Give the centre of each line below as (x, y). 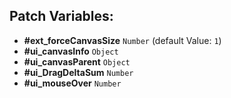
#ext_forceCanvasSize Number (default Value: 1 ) (122, 40)
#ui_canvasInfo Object (71, 51)
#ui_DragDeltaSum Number (78, 72)
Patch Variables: (61, 16)
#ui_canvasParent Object (77, 61)
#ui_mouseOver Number (72, 83)
